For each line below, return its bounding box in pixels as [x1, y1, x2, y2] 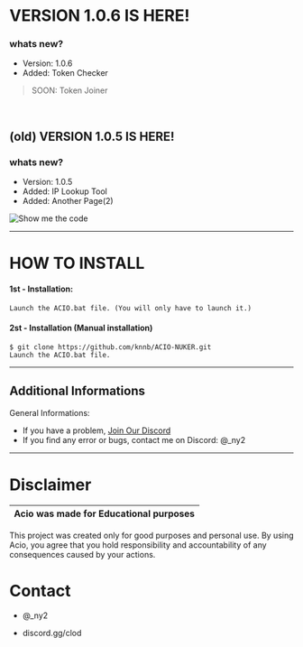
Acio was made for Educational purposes [14, 507, 196, 520]
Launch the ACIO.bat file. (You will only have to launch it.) [9, 303, 252, 312]
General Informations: [9, 407, 90, 418]
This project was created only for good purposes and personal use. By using [9, 530, 295, 541]
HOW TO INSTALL [9, 254, 145, 273]
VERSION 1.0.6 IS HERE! [9, 5, 190, 26]
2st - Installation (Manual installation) [9, 322, 153, 334]
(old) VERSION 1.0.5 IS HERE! [9, 128, 175, 144]
